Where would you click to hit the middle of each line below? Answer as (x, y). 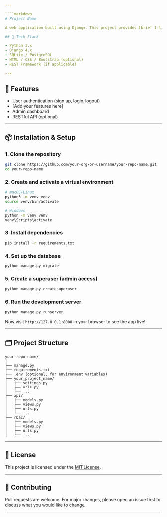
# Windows (15, 210)
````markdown (19, 14)
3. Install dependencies (34, 233)
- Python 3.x (19, 46)
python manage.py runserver (34, 312)
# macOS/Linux (20, 192)
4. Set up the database (33, 256)
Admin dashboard (31, 111)
